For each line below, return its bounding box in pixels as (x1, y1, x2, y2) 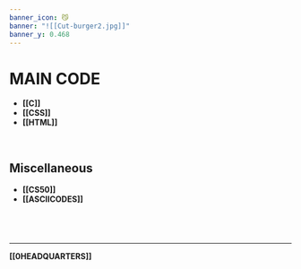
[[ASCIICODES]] (21, 194, 83, 204)
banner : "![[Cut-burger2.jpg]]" (9, 22, 130, 30)
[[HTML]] (21, 117, 58, 128)
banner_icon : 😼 (9, 13, 69, 22)
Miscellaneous (9, 161, 93, 176)
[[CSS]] (21, 108, 51, 118)
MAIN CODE (9, 68, 101, 89)
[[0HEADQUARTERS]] (9, 251, 92, 262)
